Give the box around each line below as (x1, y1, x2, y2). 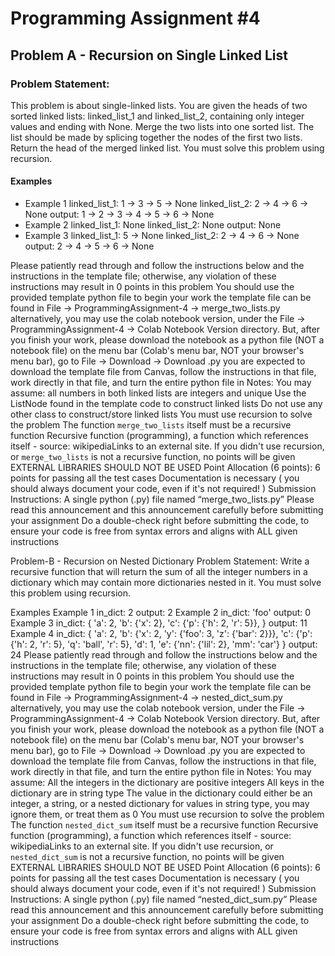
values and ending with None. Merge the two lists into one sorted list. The (10, 120, 315, 132)
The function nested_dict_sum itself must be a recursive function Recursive (10, 819, 319, 831)
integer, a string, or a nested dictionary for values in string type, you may (10, 798, 310, 810)
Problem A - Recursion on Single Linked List (10, 47, 288, 64)
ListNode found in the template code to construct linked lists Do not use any (10, 398, 323, 410)
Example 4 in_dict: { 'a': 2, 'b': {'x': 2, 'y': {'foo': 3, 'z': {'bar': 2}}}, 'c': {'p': (10, 628, 313, 640)
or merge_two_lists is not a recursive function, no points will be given (10, 451, 296, 463)
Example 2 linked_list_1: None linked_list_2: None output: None (24, 219, 282, 231)
